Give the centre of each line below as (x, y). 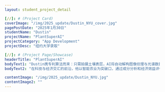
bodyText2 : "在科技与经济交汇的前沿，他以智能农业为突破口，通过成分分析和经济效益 (80, 69)
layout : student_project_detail (38, 10)
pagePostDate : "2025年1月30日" (36, 28)
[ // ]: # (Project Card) (29, 18)
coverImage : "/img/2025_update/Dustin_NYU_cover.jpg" (61, 23)
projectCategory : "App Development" (42, 42)
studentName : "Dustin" (28, 32)
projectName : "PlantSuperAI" (34, 37)
